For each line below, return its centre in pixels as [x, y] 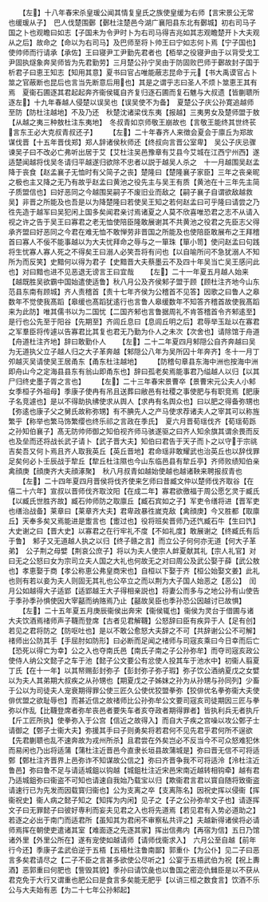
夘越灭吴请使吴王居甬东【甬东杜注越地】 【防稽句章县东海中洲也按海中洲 [133, 361]
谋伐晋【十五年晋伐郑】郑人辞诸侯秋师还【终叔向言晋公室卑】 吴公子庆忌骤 [132, 142]
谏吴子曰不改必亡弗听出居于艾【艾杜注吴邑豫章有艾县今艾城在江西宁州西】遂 [134, 152]
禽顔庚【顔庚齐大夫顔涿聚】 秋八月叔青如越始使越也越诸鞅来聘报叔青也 [125, 471]
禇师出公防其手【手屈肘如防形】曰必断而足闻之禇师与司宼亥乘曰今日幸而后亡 [134, 640]
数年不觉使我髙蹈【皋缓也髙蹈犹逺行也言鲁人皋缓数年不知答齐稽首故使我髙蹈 [134, 301]
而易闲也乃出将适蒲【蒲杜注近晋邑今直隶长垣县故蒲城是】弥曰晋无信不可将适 [134, 750]
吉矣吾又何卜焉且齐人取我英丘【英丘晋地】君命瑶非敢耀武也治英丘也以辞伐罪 [134, 451]
